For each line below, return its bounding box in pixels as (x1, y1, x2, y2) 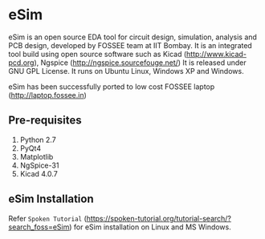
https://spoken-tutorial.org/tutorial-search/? (86, 213, 231, 223)
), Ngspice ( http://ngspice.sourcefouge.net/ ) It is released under (34, 58, 247, 67)
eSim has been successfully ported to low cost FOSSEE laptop (8, 82, 215, 91)
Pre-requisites (8, 114, 82, 128)
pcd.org (8, 58, 35, 67)
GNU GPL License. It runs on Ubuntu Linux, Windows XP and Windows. (8, 66, 244, 75)
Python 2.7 (19, 135, 56, 144)
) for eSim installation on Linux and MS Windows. (69, 222, 231, 232)
